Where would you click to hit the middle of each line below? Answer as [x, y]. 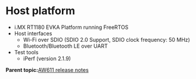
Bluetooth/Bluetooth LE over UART [65, 46]
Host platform [41, 11]
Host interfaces [33, 33]
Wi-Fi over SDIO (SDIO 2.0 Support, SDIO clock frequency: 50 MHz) [106, 39]
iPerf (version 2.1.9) [47, 58]
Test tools [26, 52]
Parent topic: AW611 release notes [47, 70]
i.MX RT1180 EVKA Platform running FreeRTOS [71, 27]
